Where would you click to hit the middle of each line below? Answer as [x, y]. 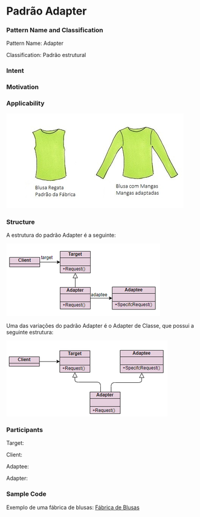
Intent [15, 71]
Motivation [23, 87]
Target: [15, 443]
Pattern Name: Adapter [35, 43]
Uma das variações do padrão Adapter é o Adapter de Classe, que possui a [100, 325]
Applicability [25, 103]
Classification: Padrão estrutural [46, 55]
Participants [25, 430]
